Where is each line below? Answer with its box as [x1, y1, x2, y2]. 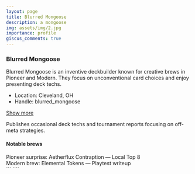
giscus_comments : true [6, 36, 61, 41]
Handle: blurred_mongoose [14, 98, 81, 105]
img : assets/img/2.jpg [6, 25, 61, 31]
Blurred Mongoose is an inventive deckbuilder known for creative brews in [6, 68, 186, 75]
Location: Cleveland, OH [14, 92, 74, 99]
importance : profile [6, 30, 57, 36]
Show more [6, 109, 34, 117]
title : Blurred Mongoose [6, 14, 67, 20]
